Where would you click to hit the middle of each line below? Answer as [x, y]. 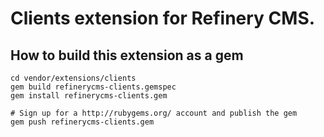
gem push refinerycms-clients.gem [82, 122]
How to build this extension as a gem [127, 55]
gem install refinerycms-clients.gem [89, 96]
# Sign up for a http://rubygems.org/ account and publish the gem [154, 113]
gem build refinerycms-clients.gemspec [93, 87]
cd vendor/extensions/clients [73, 78]
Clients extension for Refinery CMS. [163, 18]
